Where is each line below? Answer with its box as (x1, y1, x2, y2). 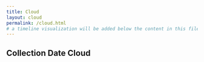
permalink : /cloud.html (6, 20, 67, 26)
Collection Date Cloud (6, 48, 91, 58)
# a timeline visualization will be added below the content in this (6, 25, 186, 32)
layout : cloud (6, 14, 42, 20)
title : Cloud (6, 8, 39, 15)
